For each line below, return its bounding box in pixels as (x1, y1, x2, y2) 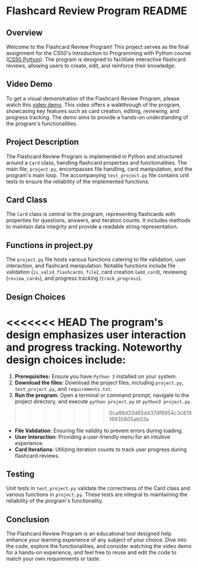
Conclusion (6, 514, 50, 524)
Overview (6, 28, 43, 38)
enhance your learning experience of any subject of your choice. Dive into (6, 536, 187, 544)
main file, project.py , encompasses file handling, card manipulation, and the (6, 165, 193, 172)
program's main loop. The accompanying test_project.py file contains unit (6, 171, 189, 178)
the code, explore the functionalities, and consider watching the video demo (6, 543, 192, 550)
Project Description (6, 137, 79, 147)
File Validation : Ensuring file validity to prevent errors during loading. (14, 427, 183, 434)
